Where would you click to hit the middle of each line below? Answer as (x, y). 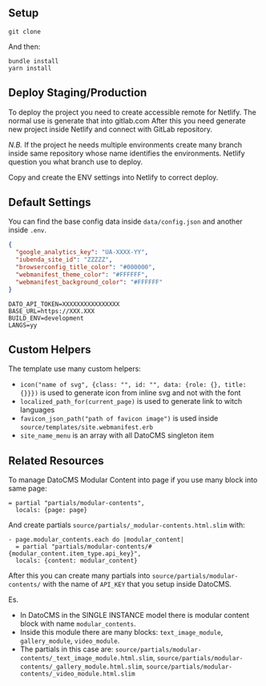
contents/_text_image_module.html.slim (87, 659)
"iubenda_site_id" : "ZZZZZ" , (64, 260)
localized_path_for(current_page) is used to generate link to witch (131, 402)
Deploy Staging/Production (78, 93)
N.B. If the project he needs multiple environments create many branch (125, 144)
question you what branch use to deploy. (76, 161)
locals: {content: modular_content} (77, 561)
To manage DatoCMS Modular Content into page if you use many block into (133, 480)
